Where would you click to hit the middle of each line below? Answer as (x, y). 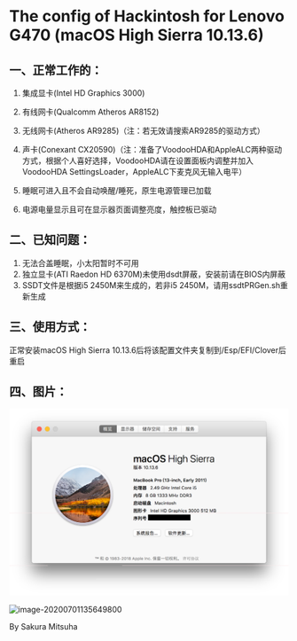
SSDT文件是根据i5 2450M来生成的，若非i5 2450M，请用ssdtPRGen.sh (151, 285)
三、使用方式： (50, 327)
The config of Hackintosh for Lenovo (147, 16)
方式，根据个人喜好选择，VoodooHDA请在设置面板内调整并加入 (138, 160)
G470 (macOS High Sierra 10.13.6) (137, 35)
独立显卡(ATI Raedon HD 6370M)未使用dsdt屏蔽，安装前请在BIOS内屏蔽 (154, 274)
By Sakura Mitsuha (43, 626)
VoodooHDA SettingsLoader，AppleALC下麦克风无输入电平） (134, 172)
